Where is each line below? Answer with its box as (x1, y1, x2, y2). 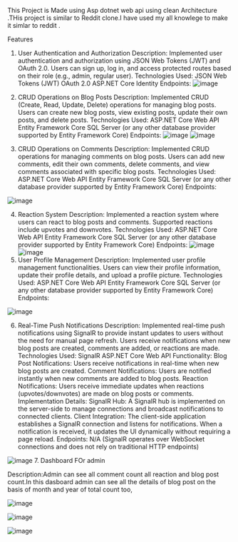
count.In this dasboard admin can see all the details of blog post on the (7, 478, 216, 486)
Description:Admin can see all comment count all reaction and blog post (7, 470, 219, 479)
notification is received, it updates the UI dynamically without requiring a (17, 427, 231, 436)
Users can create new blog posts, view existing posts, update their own (17, 108, 228, 116)
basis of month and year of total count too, (7, 485, 133, 494)
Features (7, 35, 33, 44)
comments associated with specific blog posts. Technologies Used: (17, 168, 216, 175)
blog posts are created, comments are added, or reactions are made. (17, 344, 220, 352)
